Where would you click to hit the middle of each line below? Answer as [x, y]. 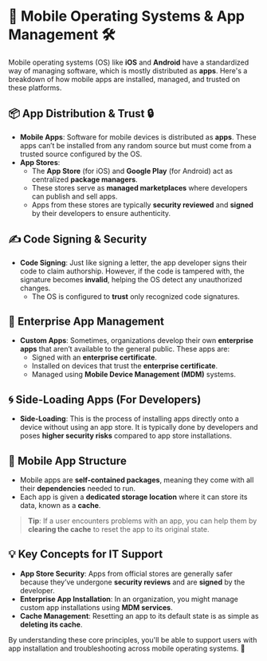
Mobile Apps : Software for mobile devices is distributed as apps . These [138, 137]
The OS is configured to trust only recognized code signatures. [136, 296]
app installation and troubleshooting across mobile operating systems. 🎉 [127, 648]
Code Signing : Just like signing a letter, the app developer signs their [133, 262]
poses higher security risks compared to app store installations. [126, 436]
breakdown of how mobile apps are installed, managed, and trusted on [124, 79]
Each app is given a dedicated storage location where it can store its [133, 497]
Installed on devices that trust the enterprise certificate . [124, 366]
